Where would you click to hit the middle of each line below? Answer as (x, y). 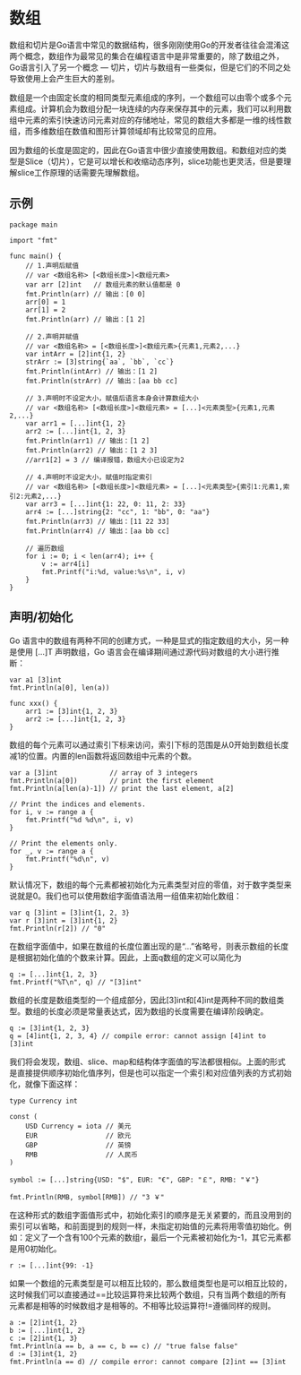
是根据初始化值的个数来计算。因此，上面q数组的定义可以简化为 (125, 957)
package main (34, 225)
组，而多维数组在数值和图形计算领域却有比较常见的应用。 (115, 131)
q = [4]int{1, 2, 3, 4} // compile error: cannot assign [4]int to (138, 1036)
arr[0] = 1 (46, 302)
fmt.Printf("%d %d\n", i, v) (80, 820)
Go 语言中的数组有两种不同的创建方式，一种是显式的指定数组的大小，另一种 (149, 640)
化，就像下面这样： (45, 1084)
